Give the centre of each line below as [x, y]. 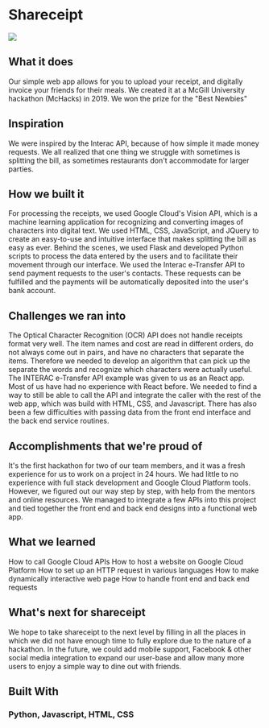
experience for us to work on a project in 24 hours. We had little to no [124, 474]
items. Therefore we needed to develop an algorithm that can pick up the [130, 361]
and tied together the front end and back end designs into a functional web [133, 508]
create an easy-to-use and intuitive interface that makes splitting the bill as [132, 239]
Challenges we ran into [67, 316]
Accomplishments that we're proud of [106, 446]
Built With [33, 691]
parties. [21, 169]
